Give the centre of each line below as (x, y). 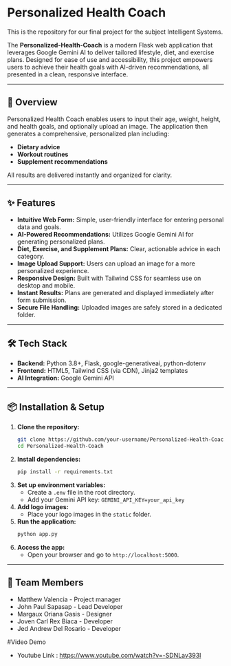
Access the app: (41, 547)
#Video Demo (26, 642)
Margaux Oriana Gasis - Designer (64, 614)
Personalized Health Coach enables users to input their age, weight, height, (114, 119)
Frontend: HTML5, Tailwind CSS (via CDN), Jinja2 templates (102, 371)
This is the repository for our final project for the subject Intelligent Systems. (115, 32)
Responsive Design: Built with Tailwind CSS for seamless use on (109, 278)
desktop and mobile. (46, 285)
